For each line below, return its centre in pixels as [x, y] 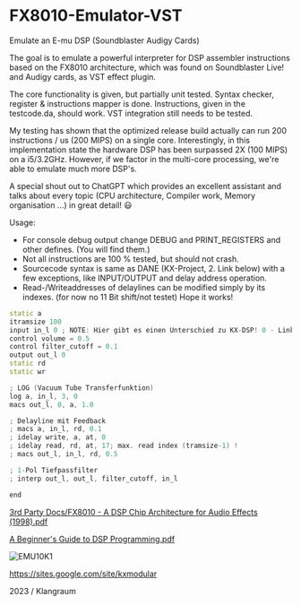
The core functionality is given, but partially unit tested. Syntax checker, [142, 94]
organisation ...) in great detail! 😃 [71, 205]
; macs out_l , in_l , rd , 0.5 [64, 454]
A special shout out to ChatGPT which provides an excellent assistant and [146, 186]
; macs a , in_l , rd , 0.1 [56, 429]
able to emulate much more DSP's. [73, 169]
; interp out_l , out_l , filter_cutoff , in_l [94, 479]
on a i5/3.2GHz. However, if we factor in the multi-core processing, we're [144, 159]
